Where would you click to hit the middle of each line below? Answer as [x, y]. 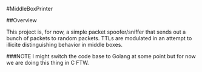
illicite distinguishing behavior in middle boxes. [65, 45]
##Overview [22, 20]
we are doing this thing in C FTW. [48, 63]
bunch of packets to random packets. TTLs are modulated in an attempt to [99, 38]
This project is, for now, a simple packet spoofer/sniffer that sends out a [96, 32]
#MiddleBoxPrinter [30, 9]
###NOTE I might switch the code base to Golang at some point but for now [101, 56]
